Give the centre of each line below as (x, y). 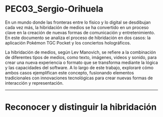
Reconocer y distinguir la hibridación (81, 107)
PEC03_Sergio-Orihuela (54, 9)
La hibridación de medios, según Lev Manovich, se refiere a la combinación (81, 52)
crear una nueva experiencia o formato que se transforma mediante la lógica (81, 62)
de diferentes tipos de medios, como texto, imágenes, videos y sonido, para (81, 57)
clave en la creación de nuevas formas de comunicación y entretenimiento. (80, 32)
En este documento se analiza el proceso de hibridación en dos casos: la (78, 38)
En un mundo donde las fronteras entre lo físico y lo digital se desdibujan (78, 22)
